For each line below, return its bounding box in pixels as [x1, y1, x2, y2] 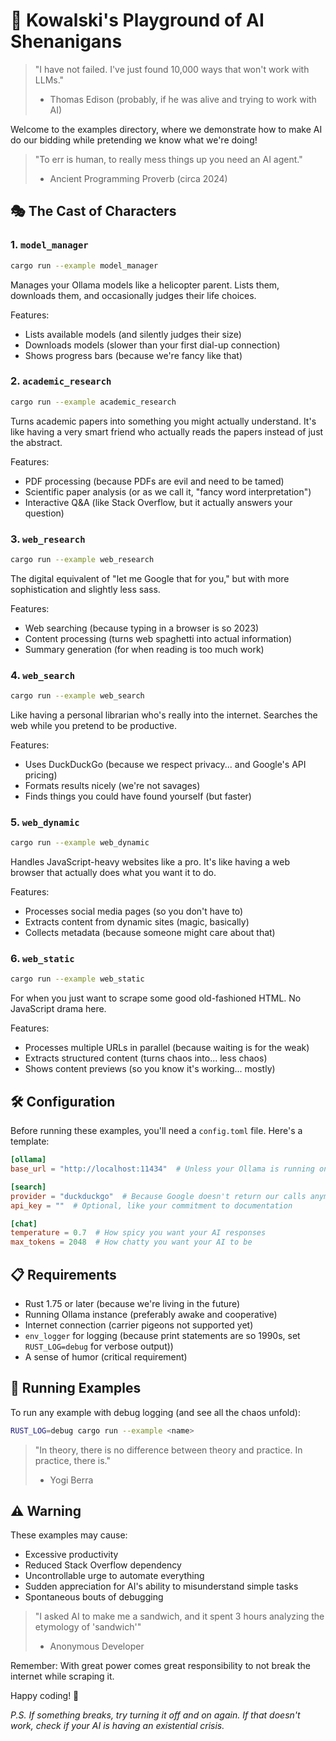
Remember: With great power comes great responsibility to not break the [10, 1660, 312, 1672]
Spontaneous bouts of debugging [24, 1591, 164, 1603]
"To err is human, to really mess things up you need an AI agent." [34, 153, 303, 165]
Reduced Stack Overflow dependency [24, 1559, 182, 1571]
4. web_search [10, 668, 76, 682]
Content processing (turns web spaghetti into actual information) [24, 632, 293, 644]
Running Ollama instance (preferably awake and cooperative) [24, 1308, 278, 1320]
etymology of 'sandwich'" [34, 1621, 142, 1633]
